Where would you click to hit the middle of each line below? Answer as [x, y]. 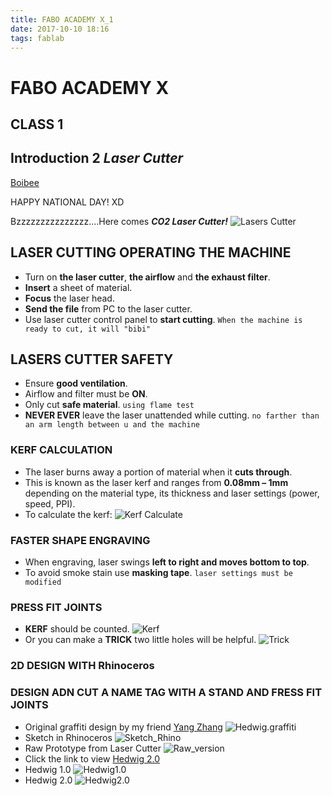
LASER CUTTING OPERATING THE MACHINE [151, 252]
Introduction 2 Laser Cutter [97, 158]
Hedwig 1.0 [48, 769]
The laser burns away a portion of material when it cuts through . [158, 472]
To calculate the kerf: [68, 514]
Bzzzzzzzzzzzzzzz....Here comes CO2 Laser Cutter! [119, 221]
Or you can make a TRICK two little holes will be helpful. [140, 640]
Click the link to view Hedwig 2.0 [92, 758]
